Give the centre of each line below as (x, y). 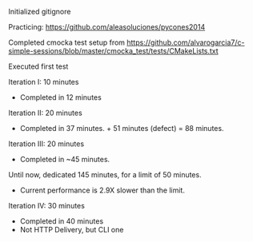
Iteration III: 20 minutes (46, 144)
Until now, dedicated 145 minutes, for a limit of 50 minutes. (105, 175)
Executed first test (38, 66)
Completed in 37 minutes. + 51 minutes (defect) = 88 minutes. (122, 128)
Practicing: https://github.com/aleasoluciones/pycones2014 (107, 27)
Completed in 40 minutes (62, 221)
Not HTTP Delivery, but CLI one (72, 230)
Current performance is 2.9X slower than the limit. (102, 190)
